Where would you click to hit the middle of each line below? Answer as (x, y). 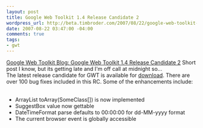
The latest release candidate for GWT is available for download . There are (98, 75)
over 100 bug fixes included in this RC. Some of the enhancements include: (100, 81)
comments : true (25, 34)
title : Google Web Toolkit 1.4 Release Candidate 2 (72, 17)
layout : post (23, 12)
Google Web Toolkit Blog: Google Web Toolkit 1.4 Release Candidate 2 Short (101, 62)
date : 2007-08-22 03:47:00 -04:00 (50, 29)
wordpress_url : (25, 23)
